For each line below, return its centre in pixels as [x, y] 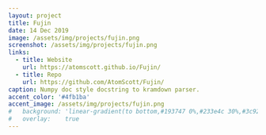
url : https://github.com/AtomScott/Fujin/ [93, 82]
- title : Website [44, 60]
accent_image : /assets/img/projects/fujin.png [86, 104]
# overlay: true [44, 119]
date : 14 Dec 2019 [38, 30]
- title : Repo [38, 75]
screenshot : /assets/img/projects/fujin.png [83, 45]
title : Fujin [30, 23]
